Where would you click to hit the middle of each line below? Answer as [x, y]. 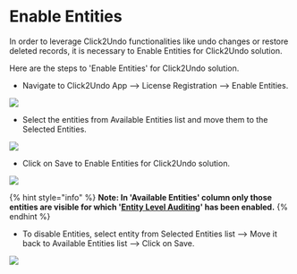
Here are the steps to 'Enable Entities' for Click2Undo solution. [124, 68]
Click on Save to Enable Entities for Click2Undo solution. [126, 163]
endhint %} [30, 216]
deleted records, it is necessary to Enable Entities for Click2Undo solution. [146, 50]
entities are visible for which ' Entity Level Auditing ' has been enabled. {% [149, 207]
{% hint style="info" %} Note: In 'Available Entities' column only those [141, 197]
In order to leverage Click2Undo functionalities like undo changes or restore [149, 41]
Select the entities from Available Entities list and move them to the [145, 119]
